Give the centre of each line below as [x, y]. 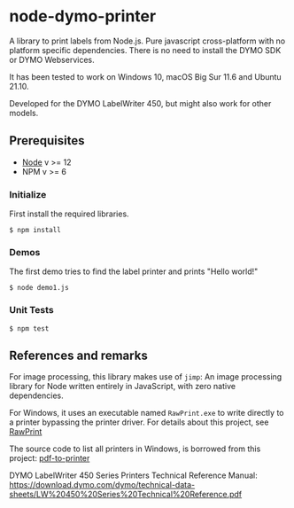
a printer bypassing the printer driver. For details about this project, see [139, 422]
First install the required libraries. [70, 214]
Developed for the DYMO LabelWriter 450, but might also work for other [140, 103]
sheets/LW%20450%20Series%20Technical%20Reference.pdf [126, 495]
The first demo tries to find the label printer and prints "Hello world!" [134, 271]
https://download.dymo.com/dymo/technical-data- [102, 485]
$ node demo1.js [39, 288]
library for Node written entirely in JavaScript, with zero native [123, 387]
